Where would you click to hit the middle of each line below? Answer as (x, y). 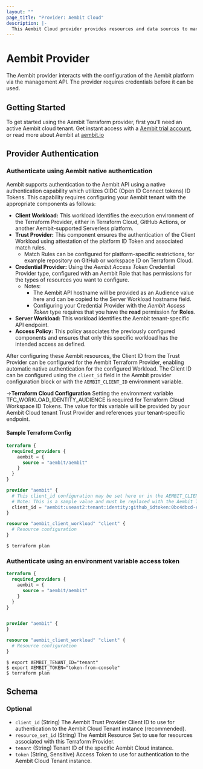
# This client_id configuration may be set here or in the (88, 496)
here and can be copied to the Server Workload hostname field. (112, 299)
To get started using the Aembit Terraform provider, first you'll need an (94, 122)
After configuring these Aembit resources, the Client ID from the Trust (93, 355)
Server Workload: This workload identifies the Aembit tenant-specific (102, 318)
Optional (19, 709)
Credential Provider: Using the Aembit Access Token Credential (95, 266)
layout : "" (20, 12)
